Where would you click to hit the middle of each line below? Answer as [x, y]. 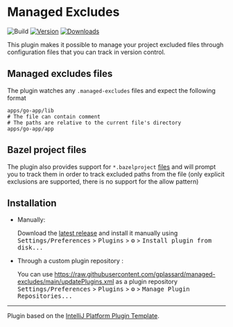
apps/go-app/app [31, 129]
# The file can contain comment [54, 116]
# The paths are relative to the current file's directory [94, 123]
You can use [35, 274]
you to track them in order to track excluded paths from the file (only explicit [116, 174]
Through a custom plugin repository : [70, 261]
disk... [30, 248]
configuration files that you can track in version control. [86, 52]
